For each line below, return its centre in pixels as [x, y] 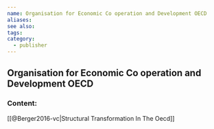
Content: [22, 104]
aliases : [20, 20]
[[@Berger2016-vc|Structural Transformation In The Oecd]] [91, 118]
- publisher [31, 45]
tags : [15, 33]
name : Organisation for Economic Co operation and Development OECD [107, 13]
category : [21, 39]
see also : [21, 26]
